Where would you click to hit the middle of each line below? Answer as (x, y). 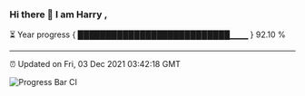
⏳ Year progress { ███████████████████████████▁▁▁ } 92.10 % (148, 34)
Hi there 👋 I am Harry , (59, 14)
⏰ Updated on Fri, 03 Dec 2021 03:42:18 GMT (95, 64)
